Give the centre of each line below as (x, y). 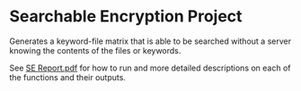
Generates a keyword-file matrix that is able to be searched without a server (150, 41)
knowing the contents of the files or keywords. (95, 50)
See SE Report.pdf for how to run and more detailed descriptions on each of (150, 68)
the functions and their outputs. (67, 77)
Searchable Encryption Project (126, 17)
